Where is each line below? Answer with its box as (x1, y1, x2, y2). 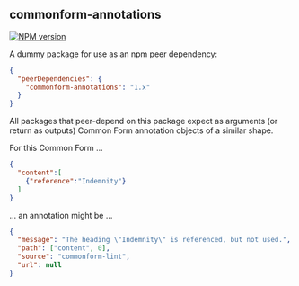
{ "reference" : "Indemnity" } (25, 176, 127, 185)
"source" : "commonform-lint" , (17, 252, 130, 262)
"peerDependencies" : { (17, 74, 102, 84)
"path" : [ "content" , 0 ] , (17, 244, 110, 253)
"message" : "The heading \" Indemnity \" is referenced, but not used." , (17, 236, 292, 245)
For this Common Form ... (9, 143, 103, 154)
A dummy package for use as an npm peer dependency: (9, 49, 218, 59)
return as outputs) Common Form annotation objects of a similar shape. (9, 125, 274, 136)
